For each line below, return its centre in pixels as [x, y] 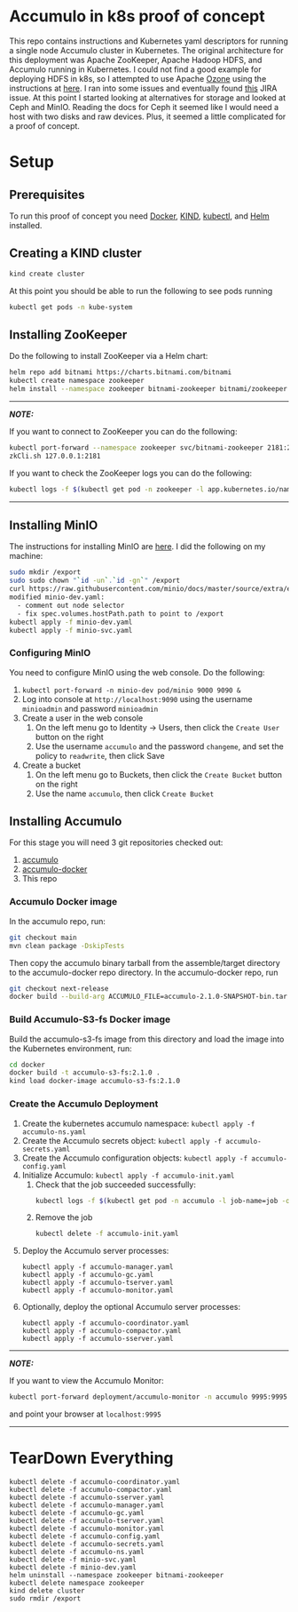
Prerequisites [47, 194]
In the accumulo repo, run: [58, 921]
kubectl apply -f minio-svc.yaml [71, 630]
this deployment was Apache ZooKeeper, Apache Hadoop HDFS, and [136, 60]
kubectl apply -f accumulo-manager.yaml [98, 1267]
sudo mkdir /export [45, 572]
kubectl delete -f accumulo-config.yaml [85, 1536]
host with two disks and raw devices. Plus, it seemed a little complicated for [148, 116]
